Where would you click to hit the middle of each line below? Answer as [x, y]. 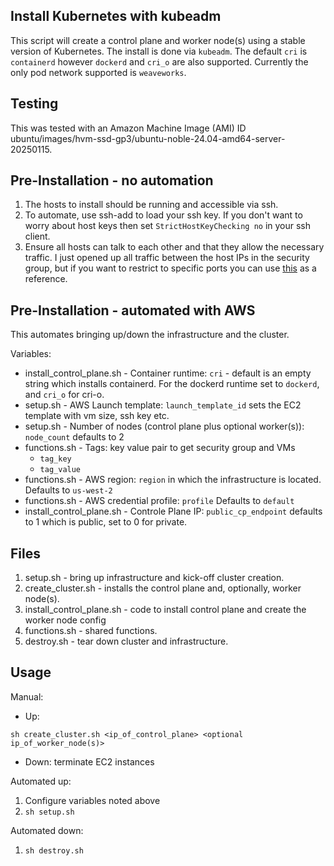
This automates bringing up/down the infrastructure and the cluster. [150, 335]
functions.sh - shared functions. [91, 631]
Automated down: [47, 830]
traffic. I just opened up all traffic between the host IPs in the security [167, 258]
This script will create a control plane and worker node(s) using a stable [158, 40]
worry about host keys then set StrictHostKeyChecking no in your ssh [168, 226]
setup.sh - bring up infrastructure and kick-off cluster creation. [154, 578]
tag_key [55, 459]
